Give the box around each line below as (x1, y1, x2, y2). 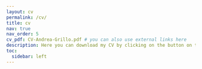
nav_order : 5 (6, 31, 39, 37)
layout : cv (6, 8, 34, 15)
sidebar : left (11, 53, 47, 59)
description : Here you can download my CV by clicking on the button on (6, 43, 192, 49)
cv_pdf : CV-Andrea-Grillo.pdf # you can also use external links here (6, 37, 187, 43)
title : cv (6, 20, 31, 26)
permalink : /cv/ (6, 14, 47, 20)
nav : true (6, 25, 31, 32)
